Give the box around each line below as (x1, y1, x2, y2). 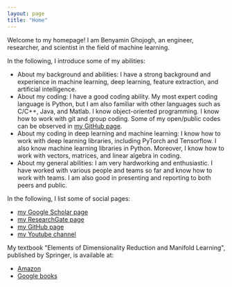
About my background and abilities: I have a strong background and (17, 70, 211, 79)
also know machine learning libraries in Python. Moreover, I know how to (17, 144, 225, 152)
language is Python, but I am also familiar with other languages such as (17, 99, 221, 108)
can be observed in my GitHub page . (17, 122, 123, 130)
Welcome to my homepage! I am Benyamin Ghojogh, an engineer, (7, 35, 194, 44)
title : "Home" (7, 17, 48, 24)
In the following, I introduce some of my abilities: (7, 56, 145, 65)
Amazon (17, 264, 42, 272)
